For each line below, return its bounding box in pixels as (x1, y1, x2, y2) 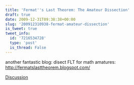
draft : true (5, 12, 30, 17)
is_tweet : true (5, 26, 37, 31)
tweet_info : (5, 31, 30, 36)
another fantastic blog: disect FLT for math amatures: (5, 59, 116, 65)
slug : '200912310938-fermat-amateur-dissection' (5, 21, 110, 27)
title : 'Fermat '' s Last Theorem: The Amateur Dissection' (5, 7, 130, 13)
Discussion (5, 74, 28, 80)
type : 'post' (10, 40, 37, 46)
